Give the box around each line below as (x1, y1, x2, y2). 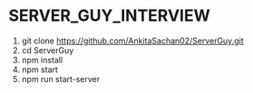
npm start (21, 64, 58, 75)
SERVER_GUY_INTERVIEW (8, 5, 210, 26)
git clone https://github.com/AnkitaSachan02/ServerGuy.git (21, 35, 244, 46)
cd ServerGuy (21, 44, 74, 55)
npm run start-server (21, 73, 101, 84)
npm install (21, 54, 63, 65)
